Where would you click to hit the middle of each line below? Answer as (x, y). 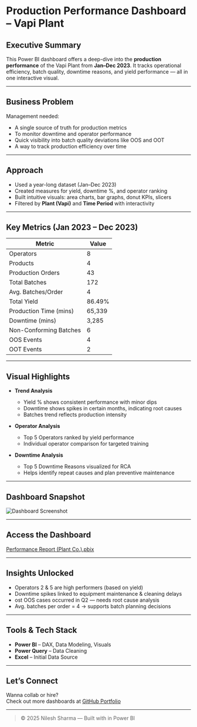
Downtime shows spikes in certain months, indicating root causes (103, 409)
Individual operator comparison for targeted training (86, 444)
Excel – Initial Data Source (46, 657)
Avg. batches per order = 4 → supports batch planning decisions (93, 606)
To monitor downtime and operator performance (73, 134)
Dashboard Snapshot (45, 497)
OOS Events (26, 340)
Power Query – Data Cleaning (51, 650)
